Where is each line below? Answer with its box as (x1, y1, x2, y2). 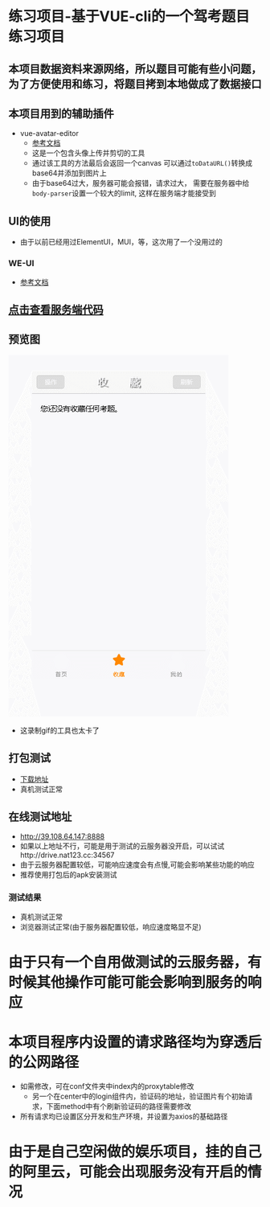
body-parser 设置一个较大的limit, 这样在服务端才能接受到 (31, 188, 217, 198)
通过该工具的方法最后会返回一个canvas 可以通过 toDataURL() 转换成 (31, 158, 253, 168)
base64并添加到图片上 (31, 168, 107, 178)
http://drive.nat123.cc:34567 (19, 850, 115, 860)
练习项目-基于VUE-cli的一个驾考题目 (8, 7, 251, 26)
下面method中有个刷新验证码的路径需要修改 (46, 1101, 191, 1111)
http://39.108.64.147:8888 (19, 831, 105, 841)
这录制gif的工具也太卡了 (19, 725, 100, 735)
